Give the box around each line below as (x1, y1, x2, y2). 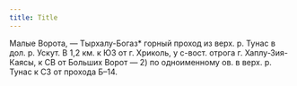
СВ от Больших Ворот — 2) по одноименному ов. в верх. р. (44, 56, 272, 67)
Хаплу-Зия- (244, 47, 289, 58)
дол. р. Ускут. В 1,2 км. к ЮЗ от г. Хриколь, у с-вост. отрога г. (9, 47, 243, 58)
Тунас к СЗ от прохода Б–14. (9, 66, 118, 77)
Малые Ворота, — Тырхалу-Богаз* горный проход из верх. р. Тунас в (9, 38, 276, 48)
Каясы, (9, 56, 37, 67)
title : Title (9, 13, 58, 22)
